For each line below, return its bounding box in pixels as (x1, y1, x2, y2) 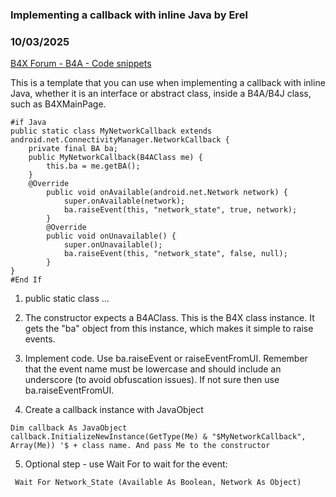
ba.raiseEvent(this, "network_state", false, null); (63, 249, 288, 259)
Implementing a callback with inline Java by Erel (10, 8, 248, 22)
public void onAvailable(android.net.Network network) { (46, 188, 288, 198)
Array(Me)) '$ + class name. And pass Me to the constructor (10, 441, 271, 451)
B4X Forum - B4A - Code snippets (10, 58, 152, 70)
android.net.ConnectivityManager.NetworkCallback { (10, 135, 230, 145)
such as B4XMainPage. (10, 98, 107, 110)
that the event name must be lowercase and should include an (24, 363, 282, 375)
